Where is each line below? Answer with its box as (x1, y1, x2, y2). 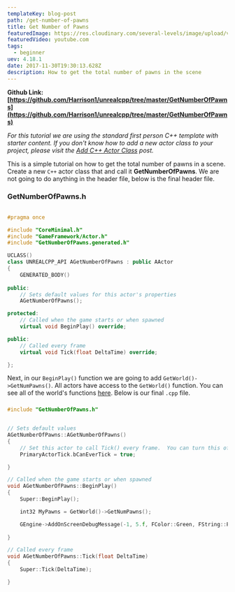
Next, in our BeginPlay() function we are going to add (7, 374, 162, 382)
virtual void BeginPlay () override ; (20, 323, 127, 331)
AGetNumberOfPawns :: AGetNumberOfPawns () (7, 431, 127, 439)
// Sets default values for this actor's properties (20, 291, 177, 298)
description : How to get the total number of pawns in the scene (7, 68, 201, 75)
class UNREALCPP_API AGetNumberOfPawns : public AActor (7, 259, 173, 266)
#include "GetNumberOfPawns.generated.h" (7, 239, 130, 247)
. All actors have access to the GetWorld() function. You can (51, 382, 224, 390)
